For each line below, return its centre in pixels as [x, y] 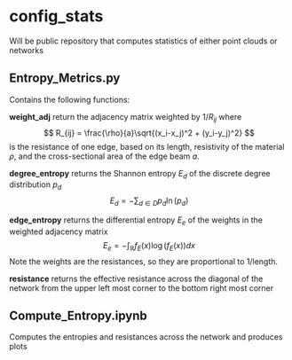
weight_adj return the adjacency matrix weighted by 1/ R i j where [126, 117]
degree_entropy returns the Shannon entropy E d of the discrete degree [140, 174]
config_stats [56, 16]
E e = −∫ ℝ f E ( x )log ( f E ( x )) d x [149, 246]
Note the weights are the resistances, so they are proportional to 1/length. [143, 261]
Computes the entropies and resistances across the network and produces [146, 337]
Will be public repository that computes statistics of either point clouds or [143, 41]
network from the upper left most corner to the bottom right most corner [142, 288]
